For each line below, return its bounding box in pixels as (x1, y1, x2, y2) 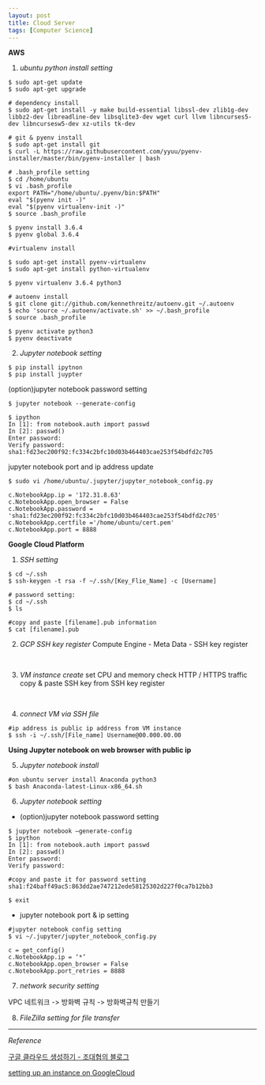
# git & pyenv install (8, 134, 83, 142)
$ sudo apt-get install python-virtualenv (8, 266, 150, 274)
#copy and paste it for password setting (8, 875, 147, 884)
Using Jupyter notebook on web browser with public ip (8, 745, 192, 755)
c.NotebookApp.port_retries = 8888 (8, 967, 125, 975)
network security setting (19, 981, 99, 991)
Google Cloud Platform (8, 539, 84, 550)
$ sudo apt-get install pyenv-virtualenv (8, 259, 147, 267)
